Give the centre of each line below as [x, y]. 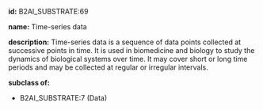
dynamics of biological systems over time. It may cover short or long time [128, 59]
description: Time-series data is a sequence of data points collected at [125, 42]
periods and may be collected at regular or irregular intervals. [108, 67]
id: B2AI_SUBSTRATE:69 [48, 11]
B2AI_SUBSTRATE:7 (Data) [63, 98]
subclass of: [29, 83]
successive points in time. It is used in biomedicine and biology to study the [131, 50]
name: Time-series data [48, 27]
